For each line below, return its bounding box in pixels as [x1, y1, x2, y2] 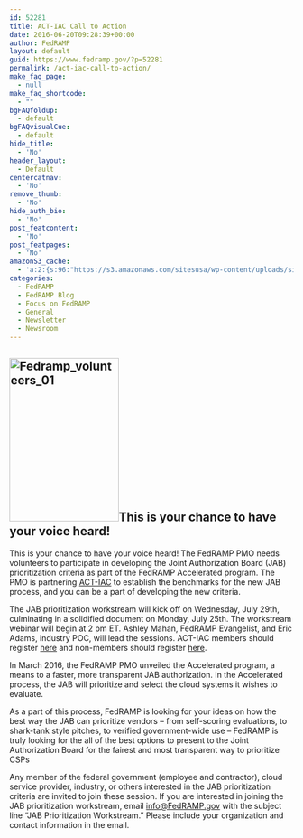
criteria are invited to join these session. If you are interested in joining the [9, 790, 284, 801]
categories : [9, 274, 54, 283]
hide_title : [9, 139, 54, 148]
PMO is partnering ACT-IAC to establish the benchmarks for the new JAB [9, 576, 281, 588]
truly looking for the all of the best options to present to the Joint [9, 734, 250, 746]
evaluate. [9, 688, 43, 699]
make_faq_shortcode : [9, 89, 87, 98]
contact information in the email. [9, 819, 130, 830]
